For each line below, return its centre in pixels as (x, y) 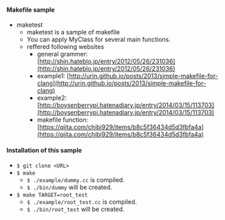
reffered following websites (65, 47)
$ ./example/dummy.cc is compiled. (76, 180)
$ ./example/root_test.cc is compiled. (82, 202)
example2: (52, 98)
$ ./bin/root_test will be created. (75, 209)
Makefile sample (31, 10)
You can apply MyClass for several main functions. (99, 40)
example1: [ (53, 76)
